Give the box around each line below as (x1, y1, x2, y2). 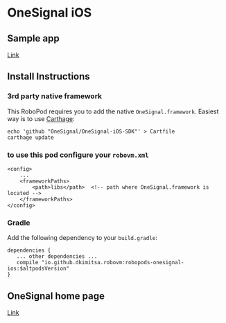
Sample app (7, 33, 60, 44)
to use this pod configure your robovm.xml (7, 150, 149, 160)
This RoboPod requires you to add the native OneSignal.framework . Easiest (7, 107, 219, 116)
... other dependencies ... (16, 253, 98, 260)
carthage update (7, 133, 54, 141)
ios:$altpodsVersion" (7, 265, 70, 273)
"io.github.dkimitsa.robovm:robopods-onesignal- (41, 259, 185, 266)
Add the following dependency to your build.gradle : (7, 234, 157, 242)
